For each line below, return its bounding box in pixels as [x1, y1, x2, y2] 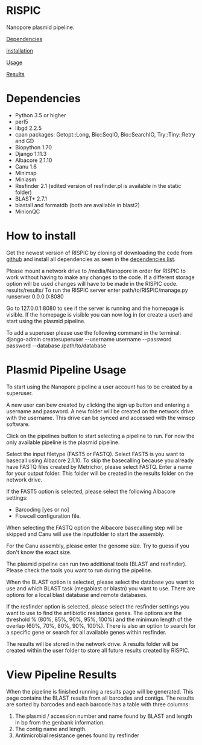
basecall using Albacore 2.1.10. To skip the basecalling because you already [6, 457, 194, 464]
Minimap [14, 169, 37, 176]
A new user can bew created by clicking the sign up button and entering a [6, 401, 190, 408]
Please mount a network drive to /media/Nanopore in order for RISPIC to [6, 267, 186, 274]
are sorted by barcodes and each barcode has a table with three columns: [6, 700, 190, 708]
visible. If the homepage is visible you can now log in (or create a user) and [6, 311, 193, 318]
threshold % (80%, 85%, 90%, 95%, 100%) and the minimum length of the [6, 616, 192, 623]
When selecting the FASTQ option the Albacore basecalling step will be [6, 524, 183, 531]
